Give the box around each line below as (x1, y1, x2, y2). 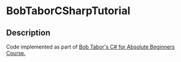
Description (6, 28, 50, 38)
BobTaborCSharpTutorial (6, 4, 131, 18)
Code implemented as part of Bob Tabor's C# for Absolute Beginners (6, 43, 175, 50)
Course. (6, 50, 26, 57)
